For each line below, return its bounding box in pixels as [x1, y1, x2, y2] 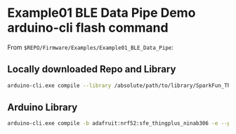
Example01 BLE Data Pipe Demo [7, 5, 196, 21]
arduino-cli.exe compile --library [7, 82, 112, 89]
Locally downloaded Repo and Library [7, 63, 176, 75]
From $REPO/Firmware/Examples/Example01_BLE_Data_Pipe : [7, 43, 174, 51]
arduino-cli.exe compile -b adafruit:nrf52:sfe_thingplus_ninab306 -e [7, 120, 218, 127]
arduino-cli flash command [7, 20, 169, 36]
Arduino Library [7, 102, 78, 114]
